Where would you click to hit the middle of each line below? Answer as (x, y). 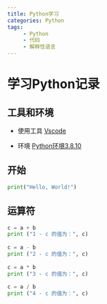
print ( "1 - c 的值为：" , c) (48, 235)
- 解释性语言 (39, 47)
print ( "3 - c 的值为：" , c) (48, 274)
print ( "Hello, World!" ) (42, 187)
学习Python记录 (53, 84)
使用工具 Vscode (42, 131)
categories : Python (36, 21)
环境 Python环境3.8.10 (50, 146)
